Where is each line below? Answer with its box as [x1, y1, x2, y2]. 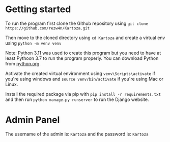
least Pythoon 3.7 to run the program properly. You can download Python [5, 55, 159, 61]
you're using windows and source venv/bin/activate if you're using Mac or [5, 76, 164, 82]
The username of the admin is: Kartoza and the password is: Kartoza [5, 131, 149, 137]
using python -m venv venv [5, 40, 62, 46]
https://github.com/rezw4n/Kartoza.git [5, 25, 90, 31]
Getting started [5, 4, 71, 15]
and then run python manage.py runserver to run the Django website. [5, 96, 149, 102]
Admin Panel [5, 114, 60, 126]
